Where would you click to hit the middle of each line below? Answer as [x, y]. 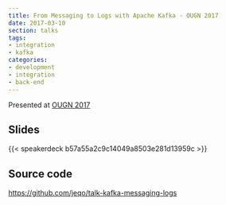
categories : [28, 60]
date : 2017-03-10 [37, 23]
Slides [24, 129]
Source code [41, 174]
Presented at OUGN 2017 [49, 105]
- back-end [26, 82]
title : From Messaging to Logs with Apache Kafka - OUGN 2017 [113, 15]
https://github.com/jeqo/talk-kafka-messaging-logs [93, 193]
